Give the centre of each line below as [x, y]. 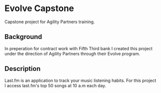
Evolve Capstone [39, 8]
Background [23, 37]
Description [22, 69]
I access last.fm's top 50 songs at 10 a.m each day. [55, 85]
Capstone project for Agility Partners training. [50, 22]
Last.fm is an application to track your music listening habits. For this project [80, 80]
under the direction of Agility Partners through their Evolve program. [73, 53]
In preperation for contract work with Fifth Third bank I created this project [79, 48]
